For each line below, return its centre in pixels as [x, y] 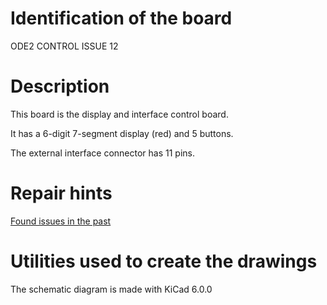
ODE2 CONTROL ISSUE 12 [64, 46]
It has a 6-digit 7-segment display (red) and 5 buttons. [122, 133]
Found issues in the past [61, 221]
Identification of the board [121, 18]
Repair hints [61, 193]
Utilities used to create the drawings [164, 261]
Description [60, 86]
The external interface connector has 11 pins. [103, 153]
